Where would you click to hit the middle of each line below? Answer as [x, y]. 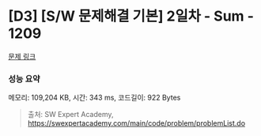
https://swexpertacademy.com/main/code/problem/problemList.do [136, 123]
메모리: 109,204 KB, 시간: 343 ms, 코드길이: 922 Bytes [95, 98]
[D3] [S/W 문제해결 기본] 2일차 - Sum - [131, 16]
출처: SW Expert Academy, [70, 115]
